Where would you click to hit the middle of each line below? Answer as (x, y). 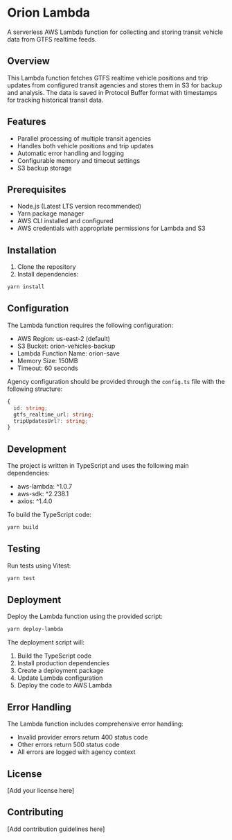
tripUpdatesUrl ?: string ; (51, 421)
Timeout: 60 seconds (47, 368)
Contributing (35, 812)
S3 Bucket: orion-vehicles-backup (66, 346)
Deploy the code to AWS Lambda (64, 685)
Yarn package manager (51, 213)
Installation (32, 250)
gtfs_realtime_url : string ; (54, 414)
